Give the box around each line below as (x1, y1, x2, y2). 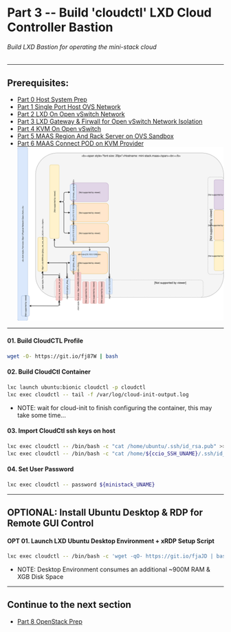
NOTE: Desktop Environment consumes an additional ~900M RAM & (16, 565, 211, 573)
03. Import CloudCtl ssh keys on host (7, 427, 115, 435)
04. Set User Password (7, 465, 74, 473)
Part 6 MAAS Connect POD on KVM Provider (16, 139, 144, 147)
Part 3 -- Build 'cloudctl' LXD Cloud (7, 5, 212, 21)
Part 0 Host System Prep (16, 95, 87, 104)
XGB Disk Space (16, 573, 64, 581)
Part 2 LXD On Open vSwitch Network (16, 110, 125, 119)
